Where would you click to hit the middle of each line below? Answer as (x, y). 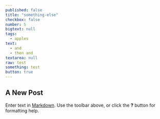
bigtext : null (21, 29)
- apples (19, 39)
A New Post (24, 93)
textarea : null (22, 58)
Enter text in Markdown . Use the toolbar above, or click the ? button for (80, 105)
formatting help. (22, 110)
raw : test (16, 63)
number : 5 (16, 24)
